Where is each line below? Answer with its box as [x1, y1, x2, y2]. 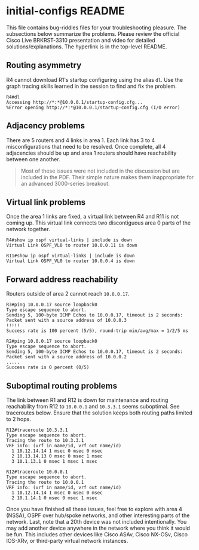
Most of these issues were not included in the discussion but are [20, 167, 180, 174]
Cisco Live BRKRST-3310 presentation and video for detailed [6, 36, 155, 44]
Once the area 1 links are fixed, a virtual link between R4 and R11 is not [6, 213, 179, 220]
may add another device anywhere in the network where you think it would [6, 524, 190, 531]
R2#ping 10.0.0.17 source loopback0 [6, 339, 97, 345]
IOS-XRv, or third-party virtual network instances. [6, 537, 128, 544]
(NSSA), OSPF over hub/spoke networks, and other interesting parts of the [6, 512, 190, 519]
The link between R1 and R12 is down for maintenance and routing [6, 397, 169, 404]
